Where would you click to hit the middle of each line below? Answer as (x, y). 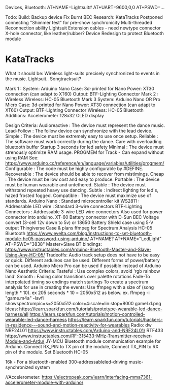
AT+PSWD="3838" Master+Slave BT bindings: (54, 244)
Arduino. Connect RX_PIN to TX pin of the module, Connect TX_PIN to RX (82, 346)
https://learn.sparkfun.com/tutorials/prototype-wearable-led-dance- (91, 309)
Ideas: (12, 309)
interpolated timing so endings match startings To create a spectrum (77, 282)
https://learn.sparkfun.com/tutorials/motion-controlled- (88, 314)
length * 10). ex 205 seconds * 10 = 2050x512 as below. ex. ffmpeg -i (77, 292)
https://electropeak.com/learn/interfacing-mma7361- (97, 377)
